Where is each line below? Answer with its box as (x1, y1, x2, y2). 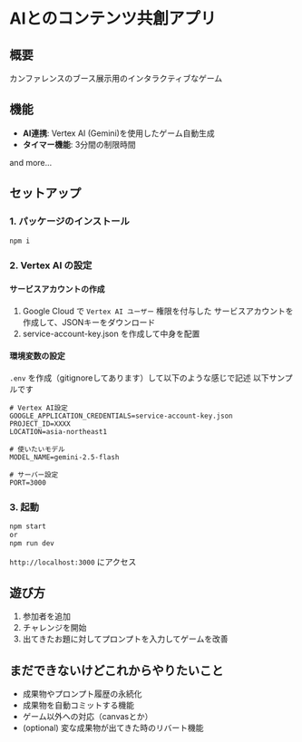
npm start (9, 522, 47, 531)
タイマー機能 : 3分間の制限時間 (22, 139, 136, 149)
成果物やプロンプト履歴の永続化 (22, 689, 142, 699)
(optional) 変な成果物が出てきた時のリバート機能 (22, 722, 204, 734)
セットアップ (9, 186, 82, 201)
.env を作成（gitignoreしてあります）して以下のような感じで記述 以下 (9, 372, 269, 383)
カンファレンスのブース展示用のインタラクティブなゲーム (9, 73, 223, 83)
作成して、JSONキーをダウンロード (22, 316, 156, 327)
